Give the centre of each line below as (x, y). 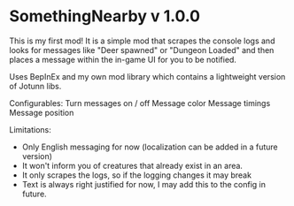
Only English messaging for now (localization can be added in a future (150, 147)
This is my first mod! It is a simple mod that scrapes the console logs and (142, 41)
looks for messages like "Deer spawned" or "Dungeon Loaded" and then (142, 50)
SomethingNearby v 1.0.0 (105, 16)
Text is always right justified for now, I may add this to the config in (144, 184)
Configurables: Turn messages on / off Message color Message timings (140, 103)
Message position (42, 112)
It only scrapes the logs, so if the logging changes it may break (137, 175)
